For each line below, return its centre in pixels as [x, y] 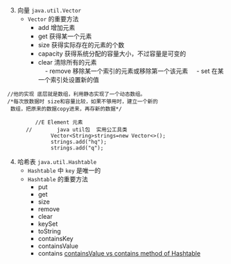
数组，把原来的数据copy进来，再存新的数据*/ [66, 109]
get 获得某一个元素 [65, 36]
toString [49, 231]
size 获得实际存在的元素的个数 [81, 45]
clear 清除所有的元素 [67, 62]
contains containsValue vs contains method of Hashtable [119, 253]
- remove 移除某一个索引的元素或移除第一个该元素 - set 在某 [134, 71]
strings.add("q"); [77, 148]
